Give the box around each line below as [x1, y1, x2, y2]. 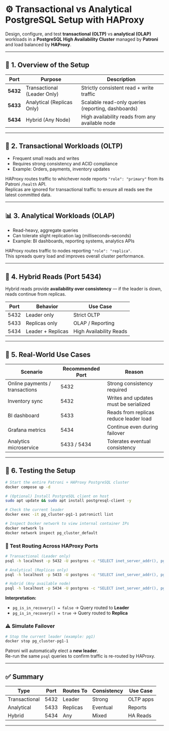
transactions [8, 386, 37, 393]
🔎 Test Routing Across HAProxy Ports [5, 542, 99, 549]
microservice [8, 444, 39, 451]
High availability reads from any [81, 113, 156, 120]
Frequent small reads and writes [12, 155, 79, 161]
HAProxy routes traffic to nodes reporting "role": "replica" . [5, 248, 132, 254]
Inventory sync [8, 398, 43, 404]
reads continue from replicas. [5, 291, 66, 297]
